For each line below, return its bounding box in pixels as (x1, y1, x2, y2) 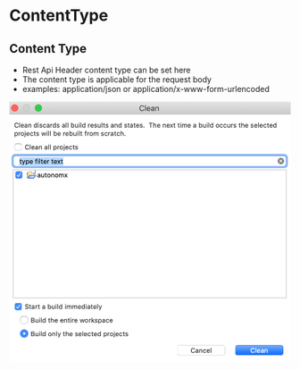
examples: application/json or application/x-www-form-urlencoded (21, 84, 271, 94)
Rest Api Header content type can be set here (21, 64, 191, 75)
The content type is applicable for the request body (21, 74, 212, 85)
